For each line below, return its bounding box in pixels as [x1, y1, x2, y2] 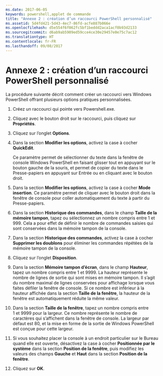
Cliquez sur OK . [12, 365, 45, 371]
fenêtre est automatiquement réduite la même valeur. [12, 295, 120, 301]
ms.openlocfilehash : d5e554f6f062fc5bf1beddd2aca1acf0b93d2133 [5, 25, 137, 30]
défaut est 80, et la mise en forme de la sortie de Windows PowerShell [12, 320, 154, 326]
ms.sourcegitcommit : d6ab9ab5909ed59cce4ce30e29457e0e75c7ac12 [5, 30, 137, 35]
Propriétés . [12, 120, 36, 126]
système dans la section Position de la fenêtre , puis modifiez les [12, 346, 144, 352]
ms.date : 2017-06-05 [5, 7, 48, 12]
